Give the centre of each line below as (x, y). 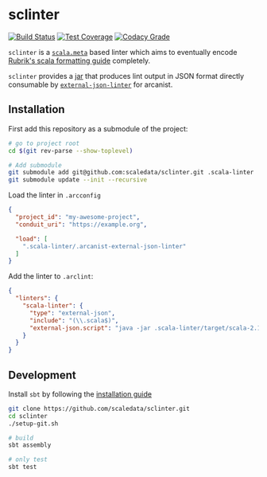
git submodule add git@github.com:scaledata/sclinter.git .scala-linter (131, 173)
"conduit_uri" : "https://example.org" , (81, 225)
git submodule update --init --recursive (78, 180)
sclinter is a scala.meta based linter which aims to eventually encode (123, 52)
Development (43, 375)
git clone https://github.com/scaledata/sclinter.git (99, 409)
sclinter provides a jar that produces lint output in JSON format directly (126, 76)
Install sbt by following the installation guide (80, 394)
